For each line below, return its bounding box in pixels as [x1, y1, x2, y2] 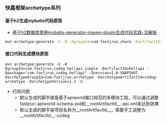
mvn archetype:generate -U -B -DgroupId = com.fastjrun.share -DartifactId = [5, 40, 163, 44]
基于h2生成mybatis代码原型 [5, 17, 63, 23]
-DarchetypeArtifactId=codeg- [95, 75, 158, 80]
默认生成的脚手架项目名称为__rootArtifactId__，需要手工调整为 [19, 107, 146, 113]
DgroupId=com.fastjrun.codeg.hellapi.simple [5, 66, 98, 71]
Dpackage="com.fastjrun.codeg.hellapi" [5, 71, 87, 76]
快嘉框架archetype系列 [5, 4, 61, 11]
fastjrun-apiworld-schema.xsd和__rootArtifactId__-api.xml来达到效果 [19, 101, 159, 107]
